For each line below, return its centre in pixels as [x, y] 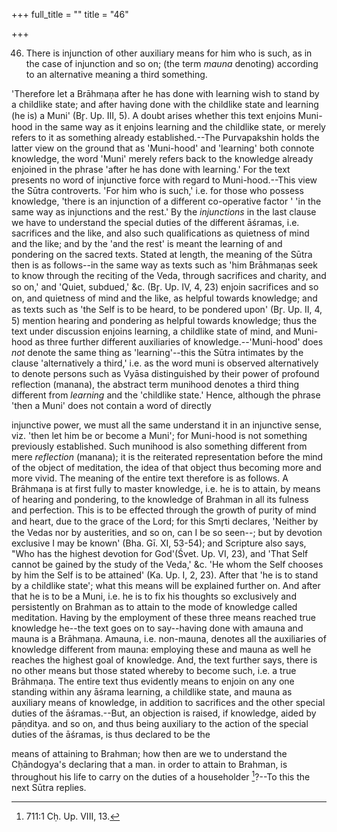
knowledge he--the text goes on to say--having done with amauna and [157, 628]
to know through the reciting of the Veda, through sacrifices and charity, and [169, 275]
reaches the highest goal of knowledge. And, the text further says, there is [164, 660]
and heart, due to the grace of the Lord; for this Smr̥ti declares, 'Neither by [165, 521]
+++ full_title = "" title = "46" [70, 14]
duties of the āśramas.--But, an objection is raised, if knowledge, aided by [164, 713]
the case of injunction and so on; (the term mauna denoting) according [172, 63]
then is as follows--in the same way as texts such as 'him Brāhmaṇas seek [164, 265]
